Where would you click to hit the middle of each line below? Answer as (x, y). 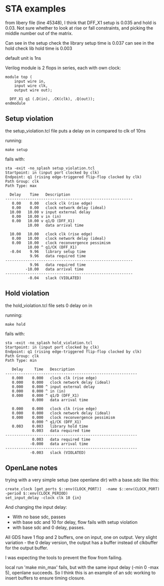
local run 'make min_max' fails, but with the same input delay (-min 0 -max (82, 567)
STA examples (35, 9)
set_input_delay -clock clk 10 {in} (43, 498)
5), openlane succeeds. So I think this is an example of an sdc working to (80, 573)
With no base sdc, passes (39, 517)
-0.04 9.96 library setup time (48, 251)
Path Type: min (21, 360)
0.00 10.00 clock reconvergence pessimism (61, 243)
